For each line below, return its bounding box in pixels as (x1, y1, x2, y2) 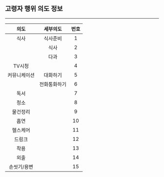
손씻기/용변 (9, 163, 33, 170)
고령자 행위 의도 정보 (5, 4, 63, 13)
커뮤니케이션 (7, 71, 35, 78)
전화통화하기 (39, 81, 67, 88)
